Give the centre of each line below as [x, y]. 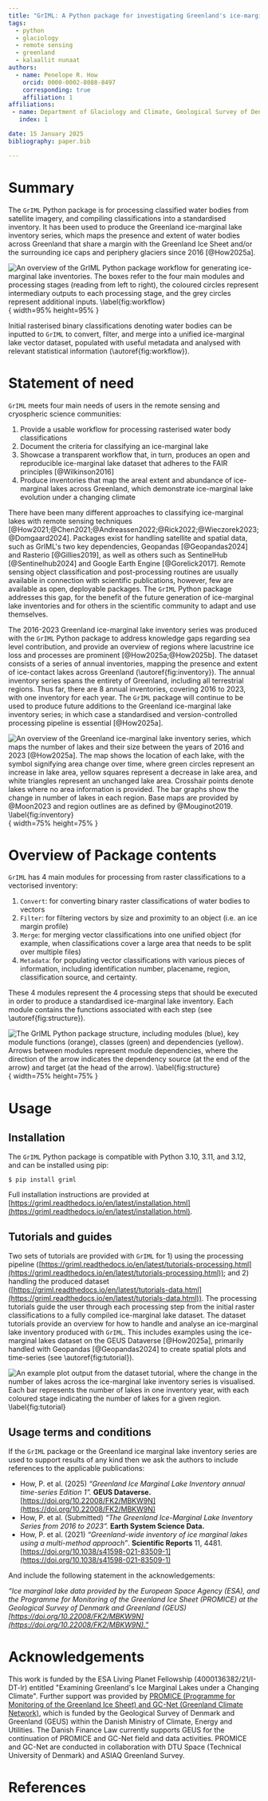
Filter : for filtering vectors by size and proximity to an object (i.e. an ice [138, 918]
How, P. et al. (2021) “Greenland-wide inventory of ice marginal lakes [134, 1535]
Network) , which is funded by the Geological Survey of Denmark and [122, 1713]
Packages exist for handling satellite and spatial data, [160, 538]
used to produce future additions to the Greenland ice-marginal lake [120, 706]
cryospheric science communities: [65, 414]
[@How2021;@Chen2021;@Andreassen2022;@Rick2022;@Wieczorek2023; [134, 529]
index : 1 [33, 120]
